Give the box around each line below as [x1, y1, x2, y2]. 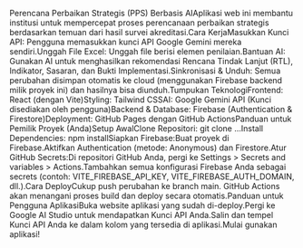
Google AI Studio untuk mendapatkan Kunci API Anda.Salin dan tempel [9, 210, 274, 220]
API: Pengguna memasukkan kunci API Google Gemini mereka [9, 36, 242, 47]
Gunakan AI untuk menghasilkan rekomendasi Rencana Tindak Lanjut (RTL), [9, 56, 293, 66]
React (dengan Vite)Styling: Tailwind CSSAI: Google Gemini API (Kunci [9, 94, 272, 105]
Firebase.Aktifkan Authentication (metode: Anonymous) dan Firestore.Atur [9, 142, 288, 153]
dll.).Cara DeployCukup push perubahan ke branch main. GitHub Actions [9, 181, 280, 191]
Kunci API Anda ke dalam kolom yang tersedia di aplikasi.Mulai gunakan [9, 219, 278, 230]
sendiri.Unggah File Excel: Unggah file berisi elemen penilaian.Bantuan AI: [9, 46, 286, 57]
